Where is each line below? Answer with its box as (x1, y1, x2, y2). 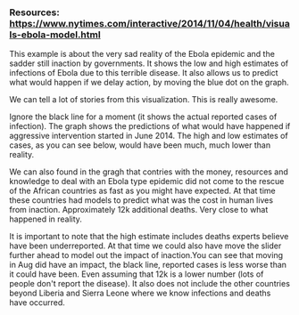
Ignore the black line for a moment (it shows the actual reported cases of (9, 111, 278, 122)
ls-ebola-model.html (9, 28, 101, 41)
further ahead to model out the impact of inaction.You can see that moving (9, 250, 284, 261)
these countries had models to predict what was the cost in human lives (9, 195, 274, 206)
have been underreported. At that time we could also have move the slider (9, 240, 282, 251)
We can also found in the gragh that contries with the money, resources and (9, 166, 288, 177)
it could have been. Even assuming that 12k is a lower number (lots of (9, 269, 264, 279)
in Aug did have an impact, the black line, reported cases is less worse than (9, 260, 287, 271)
